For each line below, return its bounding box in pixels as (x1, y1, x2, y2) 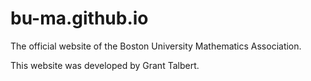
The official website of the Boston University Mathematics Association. (10, 40, 302, 52)
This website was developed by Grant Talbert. (10, 59, 200, 71)
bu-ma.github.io (10, 7, 149, 30)
